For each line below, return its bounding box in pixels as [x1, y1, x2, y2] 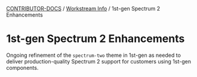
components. [6, 64, 39, 71]
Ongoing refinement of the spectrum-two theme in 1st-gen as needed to [6, 52, 181, 59]
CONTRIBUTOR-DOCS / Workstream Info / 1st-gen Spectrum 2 [6, 5, 161, 12]
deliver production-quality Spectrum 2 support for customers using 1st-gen [6, 57, 191, 65]
